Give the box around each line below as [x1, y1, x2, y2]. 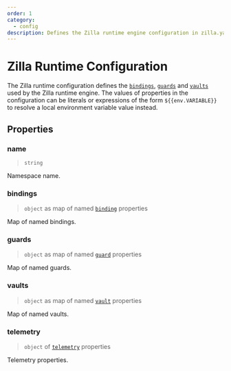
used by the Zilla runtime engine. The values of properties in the [7, 89, 189, 97]
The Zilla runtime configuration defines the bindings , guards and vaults [7, 82, 208, 90]
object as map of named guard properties [23, 250, 142, 258]
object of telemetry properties [23, 343, 111, 351]
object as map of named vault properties [23, 296, 142, 304]
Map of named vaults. [7, 310, 69, 318]
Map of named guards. [7, 264, 72, 272]
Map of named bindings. [7, 218, 77, 226]
